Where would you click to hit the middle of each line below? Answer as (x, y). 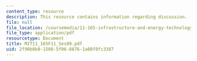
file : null (19, 22)
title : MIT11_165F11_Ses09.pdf (44, 44)
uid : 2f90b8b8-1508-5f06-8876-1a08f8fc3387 (60, 49)
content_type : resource (35, 11)
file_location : (25, 28)
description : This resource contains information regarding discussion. (97, 17)
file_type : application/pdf (40, 33)
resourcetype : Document (35, 38)
